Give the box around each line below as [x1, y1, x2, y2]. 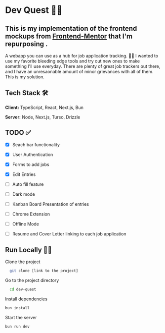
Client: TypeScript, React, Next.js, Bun [5, 104, 84, 111]
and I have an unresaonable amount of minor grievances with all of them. [5, 69, 154, 74]
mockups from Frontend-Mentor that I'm [5, 32, 132, 40]
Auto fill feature [12, 181, 44, 187]
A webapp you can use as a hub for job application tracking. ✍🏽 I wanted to [5, 53, 159, 58]
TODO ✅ [5, 128, 31, 137]
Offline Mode [12, 221, 40, 227]
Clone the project [5, 259, 41, 265]
